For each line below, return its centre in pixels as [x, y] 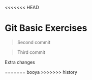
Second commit [34, 42]
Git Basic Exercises [46, 28]
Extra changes [20, 62]
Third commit [31, 52]
